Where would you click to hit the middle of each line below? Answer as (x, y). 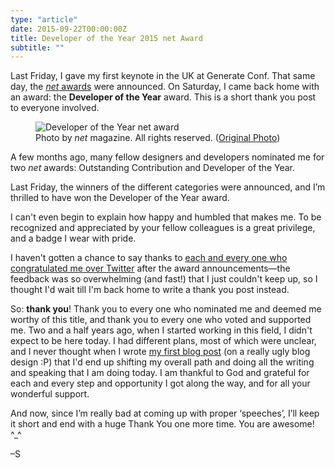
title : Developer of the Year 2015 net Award (106, 38)
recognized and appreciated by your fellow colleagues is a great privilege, (163, 228)
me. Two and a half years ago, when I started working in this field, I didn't (161, 330)
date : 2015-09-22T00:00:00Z (69, 29)
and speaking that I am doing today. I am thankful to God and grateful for (160, 373)
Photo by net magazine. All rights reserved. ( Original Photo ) (158, 138)
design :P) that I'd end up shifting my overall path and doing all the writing (162, 362)
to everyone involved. (55, 108)
